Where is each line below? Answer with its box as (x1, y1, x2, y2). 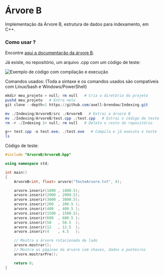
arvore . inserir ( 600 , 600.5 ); (14, 215, 80, 220)
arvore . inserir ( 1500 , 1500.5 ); (14, 211, 80, 216)
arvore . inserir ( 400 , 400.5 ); (14, 207, 80, 212)
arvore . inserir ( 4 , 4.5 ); (14, 229, 80, 234)
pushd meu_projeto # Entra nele (5, 98, 76, 103)
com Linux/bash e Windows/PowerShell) (5, 84, 87, 90)
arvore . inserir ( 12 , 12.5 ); (14, 224, 80, 230)
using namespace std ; (5, 161, 50, 166)
